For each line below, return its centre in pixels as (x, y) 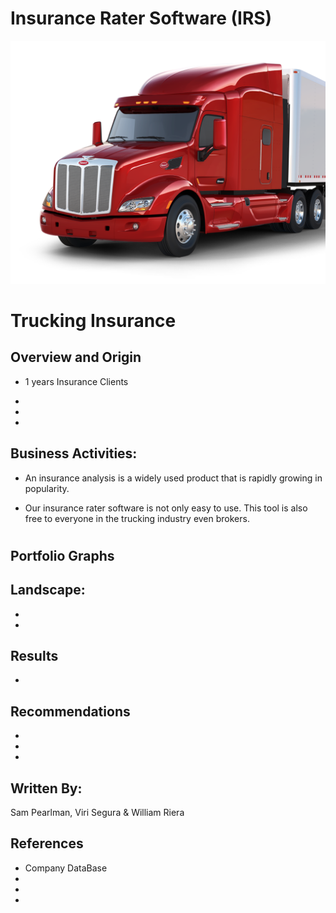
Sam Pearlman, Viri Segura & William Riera (97, 813)
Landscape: (48, 590)
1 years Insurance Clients (76, 381)
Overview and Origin (76, 357)
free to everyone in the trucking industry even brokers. (137, 518)
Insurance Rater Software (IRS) (141, 18)
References (47, 843)
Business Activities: (74, 453)
